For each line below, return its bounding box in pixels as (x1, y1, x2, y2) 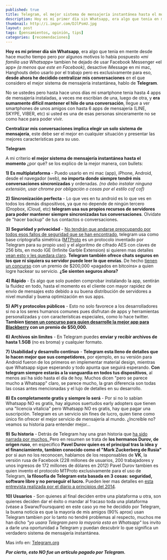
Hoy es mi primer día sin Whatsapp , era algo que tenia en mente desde (5, 48, 153, 54)
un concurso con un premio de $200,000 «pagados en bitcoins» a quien (5, 263, 154, 269)
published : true (5, 7, 39, 12)
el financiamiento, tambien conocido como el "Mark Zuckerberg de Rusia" (5, 447, 162, 453)
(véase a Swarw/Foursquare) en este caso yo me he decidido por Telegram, (5, 504, 161, 509)
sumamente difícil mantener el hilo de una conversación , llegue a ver (5, 100, 150, 106)
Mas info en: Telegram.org (5, 539, 59, 545)
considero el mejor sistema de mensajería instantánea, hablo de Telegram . (5, 80, 158, 86)
